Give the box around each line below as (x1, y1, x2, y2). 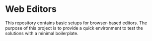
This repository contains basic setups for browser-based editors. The (5, 20, 148, 26)
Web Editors (5, 3, 57, 15)
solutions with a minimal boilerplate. (5, 30, 78, 36)
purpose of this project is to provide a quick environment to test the (5, 25, 143, 31)
